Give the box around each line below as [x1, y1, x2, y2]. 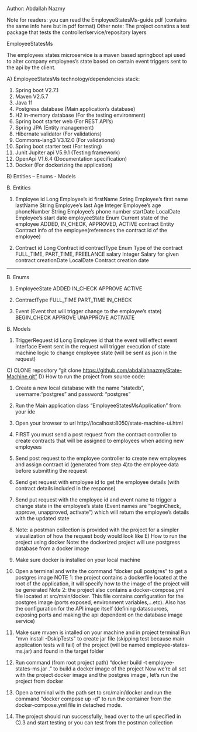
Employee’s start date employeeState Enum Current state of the [15, 214, 168, 221]
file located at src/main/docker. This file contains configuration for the [15, 592, 184, 599]
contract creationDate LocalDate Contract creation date [15, 257, 150, 263]
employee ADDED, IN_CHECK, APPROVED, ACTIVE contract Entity [15, 221, 174, 228]
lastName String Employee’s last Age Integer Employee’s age [15, 202, 161, 209]
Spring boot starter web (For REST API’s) [15, 118, 113, 125]
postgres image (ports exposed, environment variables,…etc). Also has [15, 599, 186, 606]
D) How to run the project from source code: [38, 373, 146, 380]
